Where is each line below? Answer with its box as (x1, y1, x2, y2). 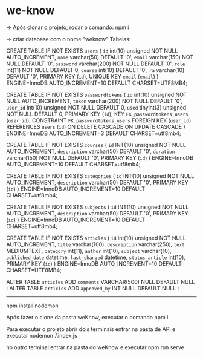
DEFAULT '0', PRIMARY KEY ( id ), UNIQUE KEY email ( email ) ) (6, 73, 159, 80)
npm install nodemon (6, 302, 59, 309)
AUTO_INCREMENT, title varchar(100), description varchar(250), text (6, 240, 185, 248)
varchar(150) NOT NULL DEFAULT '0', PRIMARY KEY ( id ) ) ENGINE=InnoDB (6, 154, 193, 161)
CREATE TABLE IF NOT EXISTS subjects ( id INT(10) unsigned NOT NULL (6, 203, 189, 211)
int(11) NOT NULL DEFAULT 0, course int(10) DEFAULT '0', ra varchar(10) (6, 66, 185, 73)
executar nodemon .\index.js (6, 332, 77, 339)
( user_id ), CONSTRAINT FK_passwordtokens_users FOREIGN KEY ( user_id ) (6, 116, 192, 124)
